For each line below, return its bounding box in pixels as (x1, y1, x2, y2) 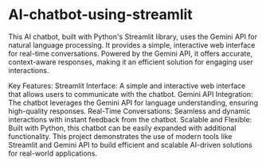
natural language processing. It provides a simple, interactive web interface (8, 40, 256, 49)
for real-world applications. (8, 149, 98, 158)
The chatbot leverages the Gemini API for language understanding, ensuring (8, 98, 259, 107)
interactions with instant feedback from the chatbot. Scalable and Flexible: (8, 114, 252, 124)
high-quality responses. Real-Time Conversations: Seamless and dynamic (8, 106, 251, 116)
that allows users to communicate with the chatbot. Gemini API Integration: (8, 89, 253, 98)
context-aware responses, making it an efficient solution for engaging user (8, 57, 253, 67)
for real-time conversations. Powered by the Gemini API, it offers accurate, (8, 48, 253, 58)
